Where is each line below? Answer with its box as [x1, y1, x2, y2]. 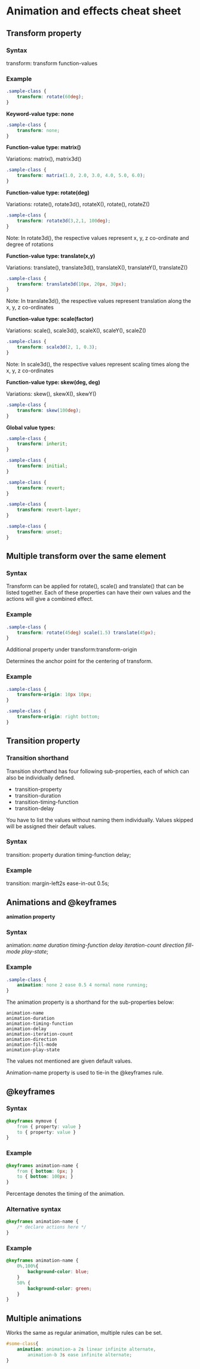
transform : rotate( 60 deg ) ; [17, 94, 84, 100]
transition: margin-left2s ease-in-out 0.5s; [6, 880, 109, 887]
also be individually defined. [6, 774, 76, 781]
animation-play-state [6, 1047, 60, 1053]
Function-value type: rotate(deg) [6, 189, 90, 196]
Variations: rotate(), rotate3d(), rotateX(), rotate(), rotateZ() [6, 201, 150, 208]
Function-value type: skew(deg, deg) [6, 378, 100, 386]
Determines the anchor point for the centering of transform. [6, 658, 153, 665]
